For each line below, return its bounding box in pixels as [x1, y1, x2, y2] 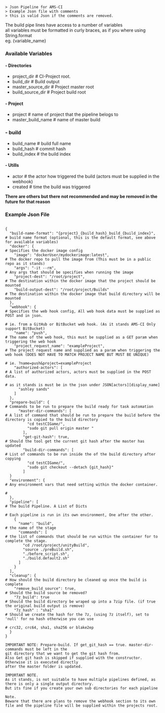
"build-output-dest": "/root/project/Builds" [14, 287, 110, 292]
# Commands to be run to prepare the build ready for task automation [5, 404, 154, 409]
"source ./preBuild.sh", [23, 547, 74, 552]
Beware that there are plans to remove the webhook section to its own [5, 699, 156, 704]
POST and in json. [5, 313, 43, 318]
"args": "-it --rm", [14, 265, 56, 271]
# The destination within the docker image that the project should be [5, 279, 156, 284]
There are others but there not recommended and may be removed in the [5, 193, 158, 199]
